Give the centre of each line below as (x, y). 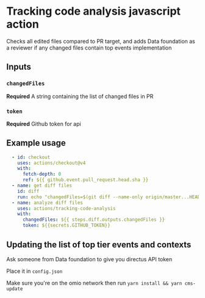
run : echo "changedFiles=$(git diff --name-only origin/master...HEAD (109, 197)
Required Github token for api (44, 124)
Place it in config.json (34, 271)
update (15, 289)
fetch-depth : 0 (42, 174)
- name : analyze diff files (48, 203)
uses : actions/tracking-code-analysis (67, 208)
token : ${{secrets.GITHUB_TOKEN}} (67, 225)
